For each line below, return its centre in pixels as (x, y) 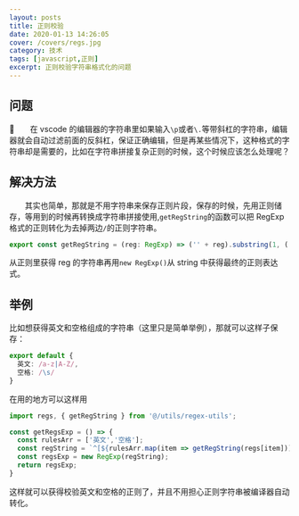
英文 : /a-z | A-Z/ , (48, 364)
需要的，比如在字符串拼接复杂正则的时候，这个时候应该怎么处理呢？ (165, 151)
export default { (41, 356)
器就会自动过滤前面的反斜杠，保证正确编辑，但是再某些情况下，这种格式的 (145, 140)
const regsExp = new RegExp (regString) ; (93, 457)
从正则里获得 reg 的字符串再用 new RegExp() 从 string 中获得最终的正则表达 (144, 262)
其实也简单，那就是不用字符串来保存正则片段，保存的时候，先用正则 (149, 205)
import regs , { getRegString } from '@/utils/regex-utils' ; (123, 416)
